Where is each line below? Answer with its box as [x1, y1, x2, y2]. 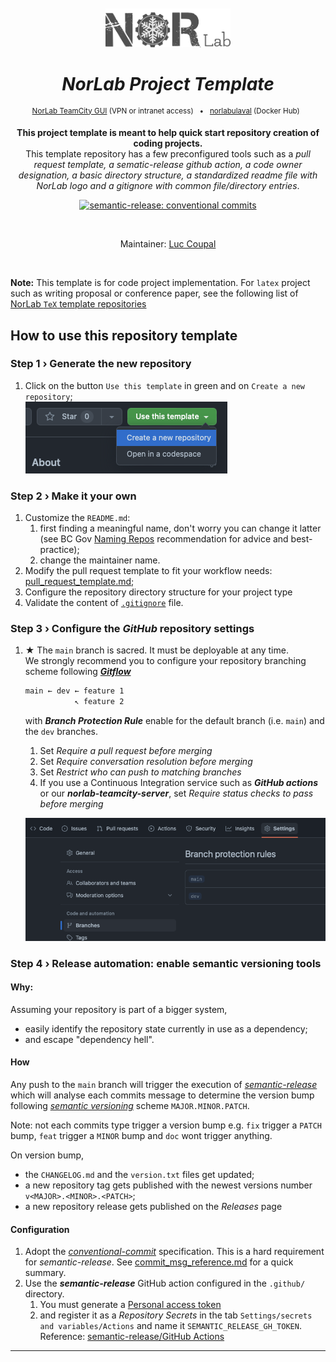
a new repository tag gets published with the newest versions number [24, 1179, 313, 1191]
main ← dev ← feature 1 [24, 686, 125, 696]
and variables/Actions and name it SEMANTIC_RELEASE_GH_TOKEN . [39, 1320, 302, 1332]
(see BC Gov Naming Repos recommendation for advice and [39, 533, 289, 545]
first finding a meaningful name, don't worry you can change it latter [39, 522, 322, 535]
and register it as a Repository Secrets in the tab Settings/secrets [39, 1309, 313, 1321]
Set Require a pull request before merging [39, 745, 213, 757]
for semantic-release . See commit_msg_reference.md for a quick [24, 1256, 294, 1268]
